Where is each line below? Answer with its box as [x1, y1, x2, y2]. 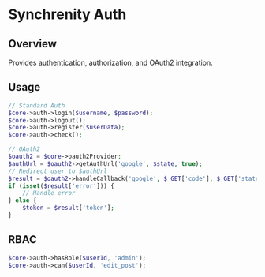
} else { [8, 197, 37, 204]
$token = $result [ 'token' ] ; [22, 204, 114, 212]
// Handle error [22, 189, 77, 197]
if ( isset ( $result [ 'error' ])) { [8, 182, 114, 190]
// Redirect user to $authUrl [8, 167, 108, 175]
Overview [8, 37, 58, 51]
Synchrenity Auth [8, 6, 127, 24]
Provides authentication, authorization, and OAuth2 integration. [8, 58, 213, 67]
